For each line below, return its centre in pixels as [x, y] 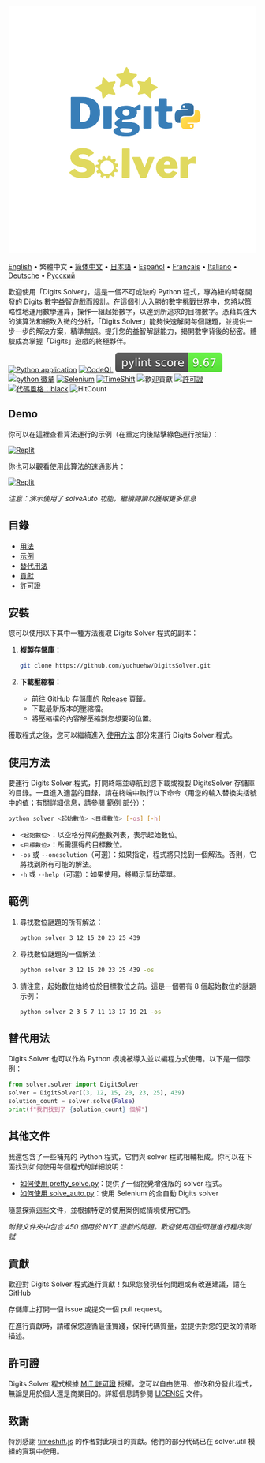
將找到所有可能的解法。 [58, 864]
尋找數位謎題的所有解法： [61, 922]
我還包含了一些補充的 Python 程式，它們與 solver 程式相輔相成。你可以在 [127, 1156]
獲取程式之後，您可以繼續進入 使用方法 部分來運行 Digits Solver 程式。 [122, 735]
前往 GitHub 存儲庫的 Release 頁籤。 [91, 699]
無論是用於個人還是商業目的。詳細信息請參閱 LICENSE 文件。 [108, 1394]
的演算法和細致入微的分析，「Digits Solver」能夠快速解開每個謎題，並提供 [127, 321]
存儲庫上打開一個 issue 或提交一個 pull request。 [88, 1309]
